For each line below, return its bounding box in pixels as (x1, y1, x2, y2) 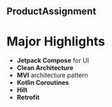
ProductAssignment (6, 6, 97, 17)
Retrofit (16, 93, 40, 101)
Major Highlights (6, 33, 106, 49)
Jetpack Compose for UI (16, 56, 90, 65)
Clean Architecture (16, 64, 74, 72)
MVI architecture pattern (16, 71, 88, 79)
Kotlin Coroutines (16, 79, 69, 87)
